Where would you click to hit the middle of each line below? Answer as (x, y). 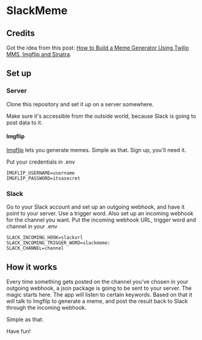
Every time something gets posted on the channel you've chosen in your (97, 282)
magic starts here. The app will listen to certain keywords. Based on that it (99, 295)
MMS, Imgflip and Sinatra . (39, 54)
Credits (21, 33)
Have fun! (19, 331)
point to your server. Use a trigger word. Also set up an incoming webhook (100, 214)
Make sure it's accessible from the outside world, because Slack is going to (101, 116)
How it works (32, 267)
